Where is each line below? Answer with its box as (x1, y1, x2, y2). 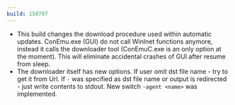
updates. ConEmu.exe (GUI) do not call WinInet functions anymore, (16, 37, 213, 46)
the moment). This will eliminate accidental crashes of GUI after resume (16, 52, 226, 61)
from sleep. (16, 59, 51, 68)
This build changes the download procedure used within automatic (16, 30, 212, 38)
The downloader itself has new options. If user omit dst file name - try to (16, 67, 228, 75)
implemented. (16, 89, 57, 98)
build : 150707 (6, 10, 49, 18)
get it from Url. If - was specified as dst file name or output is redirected (16, 75, 227, 83)
